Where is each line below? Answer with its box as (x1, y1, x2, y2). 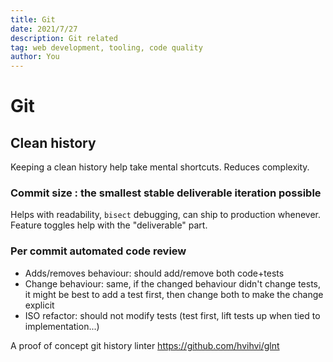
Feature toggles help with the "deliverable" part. (10, 219, 208, 231)
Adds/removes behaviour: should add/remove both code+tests (24, 267, 285, 279)
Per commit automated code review (10, 244, 187, 258)
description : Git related (10, 33, 118, 43)
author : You (10, 52, 60, 62)
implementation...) (24, 320, 100, 332)
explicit (24, 299, 55, 311)
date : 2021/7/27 (10, 24, 78, 34)
